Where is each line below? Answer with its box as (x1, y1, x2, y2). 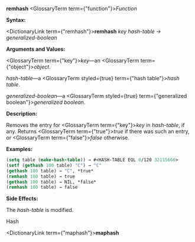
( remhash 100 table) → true (6, 174, 76, 179)
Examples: (6, 146, 32, 152)
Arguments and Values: (6, 45, 66, 53)
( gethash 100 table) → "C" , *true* (6, 168, 94, 174)
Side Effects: (6, 195, 38, 202)
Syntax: (6, 17, 26, 23)
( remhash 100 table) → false (6, 184, 78, 191)
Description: (6, 110, 37, 117)
